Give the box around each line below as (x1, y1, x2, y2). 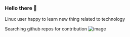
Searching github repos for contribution (5, 26, 87, 32)
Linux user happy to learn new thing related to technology (5, 16, 125, 22)
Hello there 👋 (5, 5, 37, 12)
